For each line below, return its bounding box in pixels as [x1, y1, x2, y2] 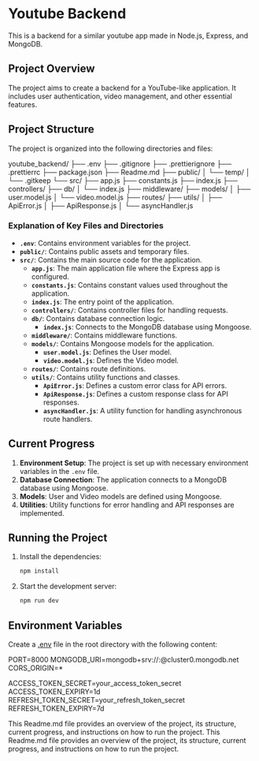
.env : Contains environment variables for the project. [19, 238, 191, 248]
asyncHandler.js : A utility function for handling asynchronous [43, 405, 242, 415]
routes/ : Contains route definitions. [31, 364, 146, 373]
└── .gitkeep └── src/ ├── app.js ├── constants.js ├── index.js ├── [8, 175, 239, 185]
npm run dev [19, 597, 59, 605]
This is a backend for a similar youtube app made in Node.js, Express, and [8, 31, 249, 40]
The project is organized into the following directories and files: [8, 144, 213, 153]
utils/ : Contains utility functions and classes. [31, 372, 180, 382]
